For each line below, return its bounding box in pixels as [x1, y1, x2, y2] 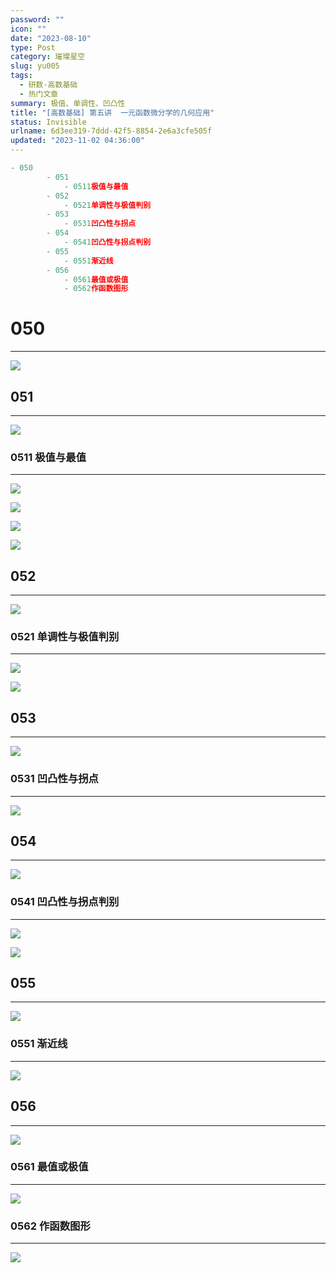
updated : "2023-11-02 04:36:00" [10, 136, 145, 146]
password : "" [10, 14, 65, 25]
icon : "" [10, 24, 47, 34]
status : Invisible [10, 117, 87, 127]
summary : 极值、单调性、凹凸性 [10, 98, 126, 108]
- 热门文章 [19, 89, 59, 99]
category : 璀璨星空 [10, 52, 86, 62]
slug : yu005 [10, 61, 60, 71]
